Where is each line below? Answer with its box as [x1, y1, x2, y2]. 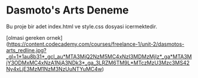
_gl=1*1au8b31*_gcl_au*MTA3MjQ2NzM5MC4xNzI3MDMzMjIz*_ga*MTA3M [6, 53, 192, 60]
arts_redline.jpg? [6, 46, 47, 53]
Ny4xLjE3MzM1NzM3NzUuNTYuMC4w [6, 65, 102, 72]
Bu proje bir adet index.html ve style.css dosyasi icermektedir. [6, 23, 158, 30]
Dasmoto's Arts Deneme [6, 4, 129, 17]
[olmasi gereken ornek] [6, 34, 63, 41]
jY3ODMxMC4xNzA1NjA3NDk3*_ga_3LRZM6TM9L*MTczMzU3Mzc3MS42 [6, 59, 190, 66]
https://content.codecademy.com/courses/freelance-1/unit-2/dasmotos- [8, 40, 184, 48]
